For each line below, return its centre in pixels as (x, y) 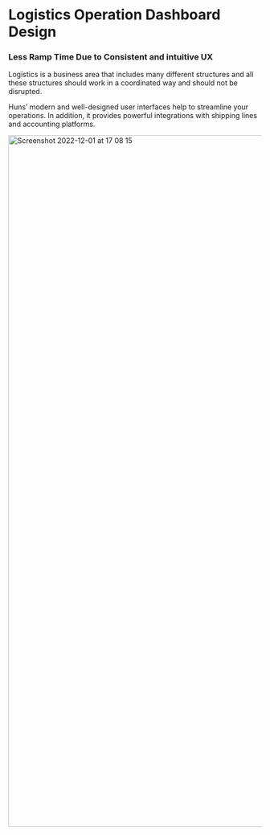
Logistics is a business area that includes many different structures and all (131, 75)
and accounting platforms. (52, 124)
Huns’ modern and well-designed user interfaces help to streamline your (129, 107)
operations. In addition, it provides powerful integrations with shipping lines (133, 116)
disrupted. (25, 92)
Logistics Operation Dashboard (115, 15)
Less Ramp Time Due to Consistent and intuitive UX (111, 57)
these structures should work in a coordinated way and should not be (123, 83)
